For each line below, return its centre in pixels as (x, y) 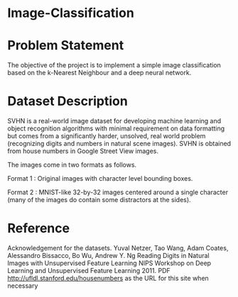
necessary (23, 286)
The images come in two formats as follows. (72, 165)
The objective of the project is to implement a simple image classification (114, 65)
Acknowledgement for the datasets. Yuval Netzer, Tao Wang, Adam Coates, (118, 248)
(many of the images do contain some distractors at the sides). (99, 200)
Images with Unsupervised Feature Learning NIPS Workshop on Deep (109, 263)
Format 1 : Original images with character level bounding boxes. (100, 179)
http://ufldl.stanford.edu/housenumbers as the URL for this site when (108, 278)
